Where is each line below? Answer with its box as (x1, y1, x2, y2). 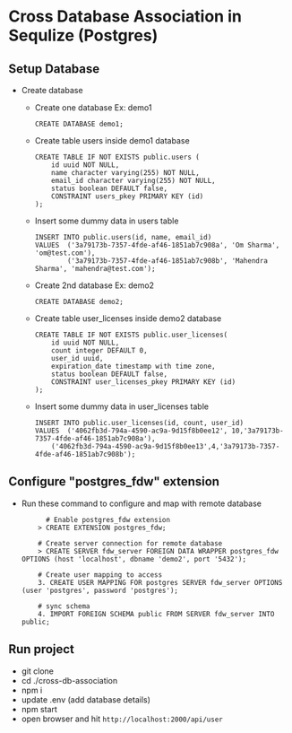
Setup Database (8, 61, 100, 76)
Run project (8, 641, 75, 657)
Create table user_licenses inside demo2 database (34, 313, 222, 324)
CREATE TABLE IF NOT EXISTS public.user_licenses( (34, 330, 228, 339)
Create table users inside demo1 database (34, 135, 190, 145)
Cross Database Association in (8, 6, 243, 27)
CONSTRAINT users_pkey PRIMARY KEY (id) (51, 192, 204, 201)
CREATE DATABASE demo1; (34, 119, 125, 128)
